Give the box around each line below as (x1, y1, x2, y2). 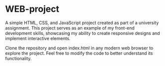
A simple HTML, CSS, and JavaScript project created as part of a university (5, 20, 159, 26)
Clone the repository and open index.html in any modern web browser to (5, 45, 154, 51)
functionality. (5, 55, 32, 61)
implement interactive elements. (5, 35, 71, 41)
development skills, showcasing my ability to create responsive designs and (5, 30, 160, 36)
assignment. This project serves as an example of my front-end (5, 25, 135, 31)
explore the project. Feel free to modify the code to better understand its (5, 50, 153, 56)
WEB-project (5, 3, 59, 15)
